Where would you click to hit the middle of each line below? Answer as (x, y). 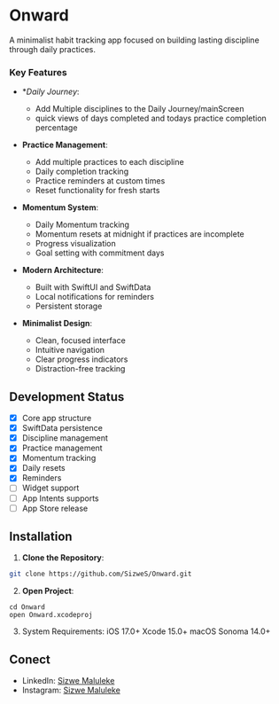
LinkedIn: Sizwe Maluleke (68, 681)
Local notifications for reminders (95, 297)
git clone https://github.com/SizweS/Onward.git (101, 574)
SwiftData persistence (62, 428)
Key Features (39, 72)
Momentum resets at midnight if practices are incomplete (140, 234)
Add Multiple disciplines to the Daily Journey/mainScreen (139, 109)
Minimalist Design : (57, 324)
